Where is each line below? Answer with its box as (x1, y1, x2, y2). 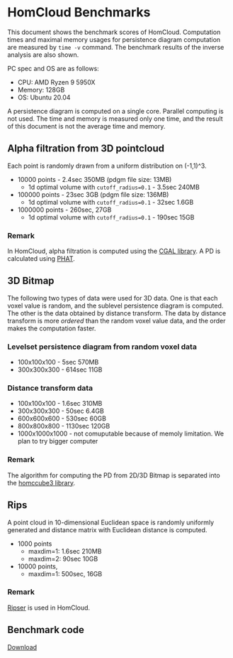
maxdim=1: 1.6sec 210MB (28, 546, 102, 555)
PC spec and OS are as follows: (7, 64, 99, 72)
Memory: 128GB (17, 85, 65, 94)
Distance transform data (7, 383, 93, 393)
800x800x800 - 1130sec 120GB (17, 422, 110, 431)
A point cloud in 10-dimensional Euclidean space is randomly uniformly (7, 518, 215, 527)
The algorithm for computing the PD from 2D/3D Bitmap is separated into (7, 470, 221, 480)
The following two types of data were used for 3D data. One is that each (7, 293, 218, 302)
